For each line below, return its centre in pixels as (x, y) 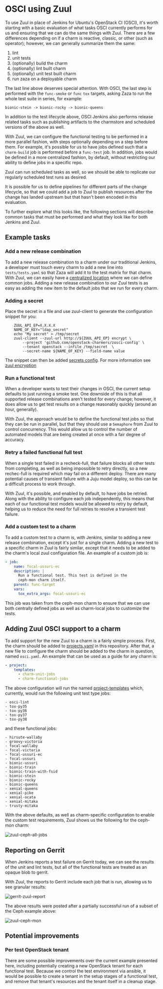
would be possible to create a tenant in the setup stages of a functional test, (81, 976)
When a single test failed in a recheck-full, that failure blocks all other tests (80, 463)
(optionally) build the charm (40, 63)
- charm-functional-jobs (43, 679)
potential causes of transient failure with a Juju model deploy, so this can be (81, 479)
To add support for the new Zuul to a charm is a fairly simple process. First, (80, 640)
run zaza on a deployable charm (44, 79)
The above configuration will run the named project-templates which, (74, 688)
